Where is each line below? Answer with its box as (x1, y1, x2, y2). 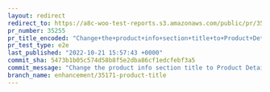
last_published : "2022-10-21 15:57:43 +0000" (7, 49, 163, 57)
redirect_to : (7, 19, 52, 27)
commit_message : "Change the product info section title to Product (7, 64, 243, 72)
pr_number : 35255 (7, 26, 66, 34)
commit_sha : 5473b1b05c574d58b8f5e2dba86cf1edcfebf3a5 (7, 57, 196, 65)
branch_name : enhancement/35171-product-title (7, 71, 167, 79)
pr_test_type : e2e (7, 42, 69, 50)
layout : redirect (7, 11, 66, 20)
